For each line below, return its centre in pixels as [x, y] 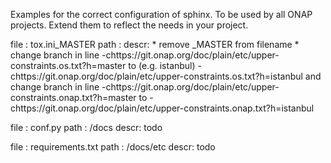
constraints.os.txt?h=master [68, 65]
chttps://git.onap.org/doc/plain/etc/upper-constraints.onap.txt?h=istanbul [162, 108]
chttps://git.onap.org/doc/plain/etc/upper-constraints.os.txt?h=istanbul [156, 76]
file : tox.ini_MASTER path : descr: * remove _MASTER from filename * [155, 44]
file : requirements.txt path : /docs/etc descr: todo [113, 147]
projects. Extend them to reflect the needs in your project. [129, 25]
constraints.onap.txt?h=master [73, 97]
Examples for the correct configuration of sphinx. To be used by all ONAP [161, 14]
